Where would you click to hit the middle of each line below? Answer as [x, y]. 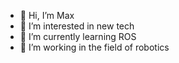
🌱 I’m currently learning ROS [78, 36]
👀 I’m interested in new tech [77, 26]
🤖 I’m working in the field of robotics [94, 47]
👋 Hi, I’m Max [47, 15]
